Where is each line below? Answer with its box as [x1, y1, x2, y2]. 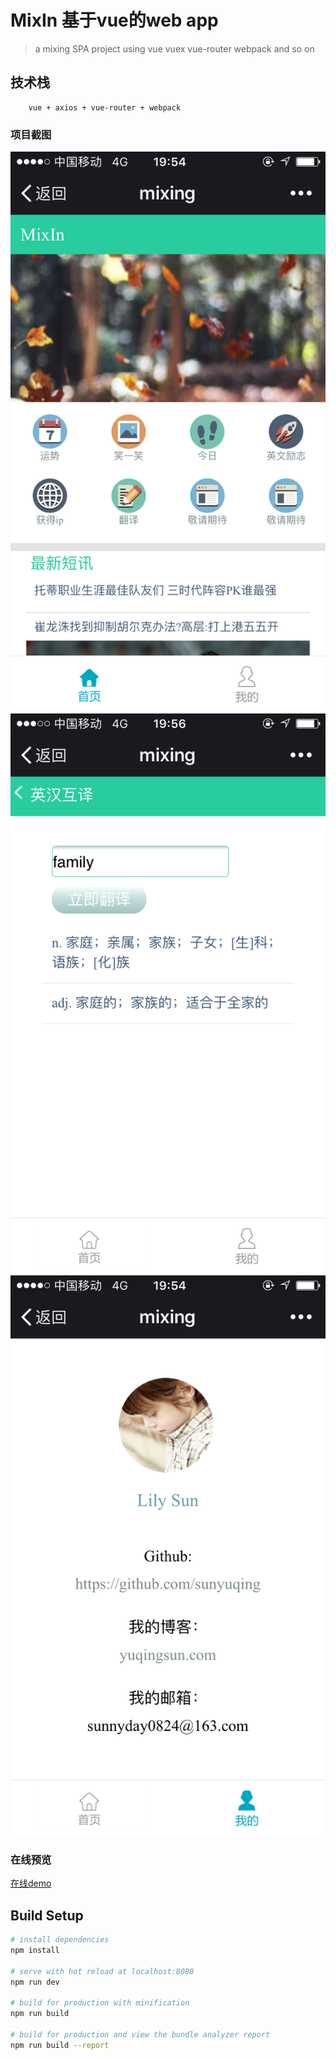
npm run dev [10, 1977, 60, 1987]
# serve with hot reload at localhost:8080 [10, 1966, 195, 1976]
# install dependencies [10, 1935, 110, 1945]
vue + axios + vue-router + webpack [28, 102, 182, 113]
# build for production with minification [10, 1998, 190, 2008]
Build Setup [10, 1907, 84, 1924]
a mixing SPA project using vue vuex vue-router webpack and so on [34, 42, 315, 55]
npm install [10, 1946, 60, 1956]
